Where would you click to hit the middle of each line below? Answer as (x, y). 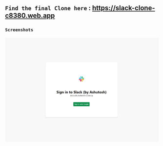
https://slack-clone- (123, 8)
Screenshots (19, 30)
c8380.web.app (30, 16)
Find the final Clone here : (48, 8)
